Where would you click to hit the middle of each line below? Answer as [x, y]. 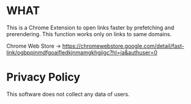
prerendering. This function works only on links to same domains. [89, 34]
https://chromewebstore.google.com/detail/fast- [123, 46]
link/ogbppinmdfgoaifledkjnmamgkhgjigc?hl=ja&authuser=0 [82, 52]
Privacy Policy [43, 77]
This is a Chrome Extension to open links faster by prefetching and [90, 28]
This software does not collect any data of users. [68, 94]
